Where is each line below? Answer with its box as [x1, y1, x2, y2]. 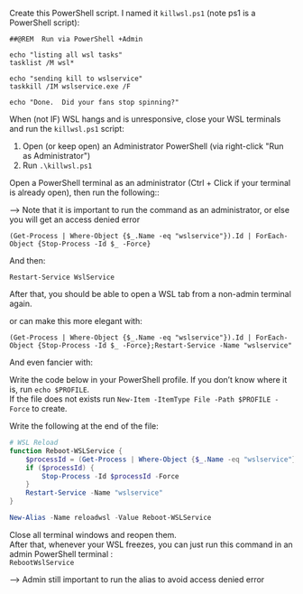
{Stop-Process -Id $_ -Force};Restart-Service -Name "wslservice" [37, 341, 293, 350]
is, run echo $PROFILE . [9, 384, 90, 394]
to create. [31, 404, 68, 413]
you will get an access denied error [9, 214, 141, 225]
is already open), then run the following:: [9, 187, 160, 198]
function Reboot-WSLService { [9, 446, 124, 455]
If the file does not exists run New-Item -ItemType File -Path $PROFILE [9, 394, 271, 404]
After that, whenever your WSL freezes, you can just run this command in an [9, 539, 293, 550]
